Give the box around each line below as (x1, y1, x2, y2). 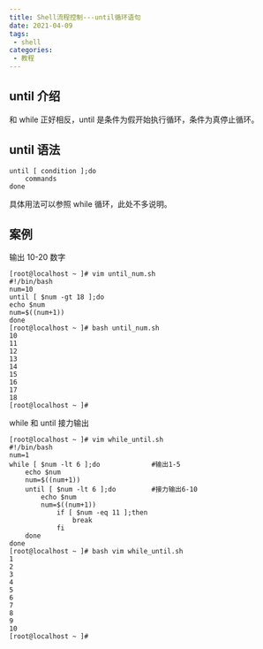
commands (25, 174, 57, 183)
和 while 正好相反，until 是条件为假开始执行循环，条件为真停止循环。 (9, 114, 259, 125)
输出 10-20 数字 (9, 252, 66, 263)
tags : (9, 29, 29, 38)
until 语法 (9, 142, 61, 157)
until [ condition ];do (9, 166, 97, 175)
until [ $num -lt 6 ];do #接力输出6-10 (25, 485, 199, 494)
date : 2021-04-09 (9, 21, 73, 30)
